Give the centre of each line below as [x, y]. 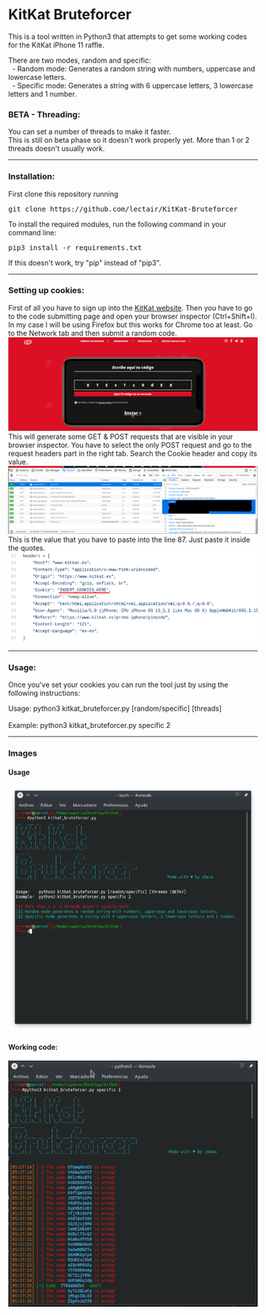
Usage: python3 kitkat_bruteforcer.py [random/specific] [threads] [115, 709]
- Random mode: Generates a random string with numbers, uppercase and [133, 68]
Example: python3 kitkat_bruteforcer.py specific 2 [89, 726]
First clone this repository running [63, 194]
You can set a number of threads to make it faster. [90, 131]
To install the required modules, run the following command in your [118, 224]
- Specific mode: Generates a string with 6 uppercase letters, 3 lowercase [132, 86]
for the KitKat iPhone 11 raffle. [56, 44]
